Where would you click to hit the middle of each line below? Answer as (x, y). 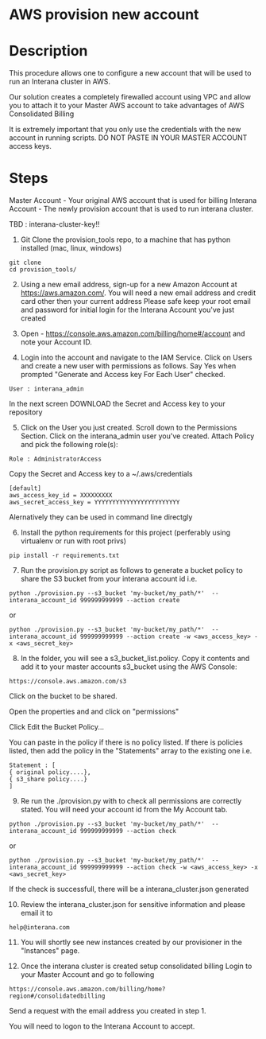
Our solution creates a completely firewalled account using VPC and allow (130, 97)
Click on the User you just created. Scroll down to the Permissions (129, 428)
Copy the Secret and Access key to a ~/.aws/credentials (101, 474)
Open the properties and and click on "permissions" (94, 712)
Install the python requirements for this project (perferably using (125, 533)
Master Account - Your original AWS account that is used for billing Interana (133, 200)
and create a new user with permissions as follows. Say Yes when (128, 366)
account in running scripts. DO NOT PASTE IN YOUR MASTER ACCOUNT (128, 138)
